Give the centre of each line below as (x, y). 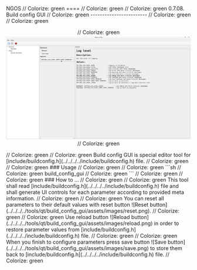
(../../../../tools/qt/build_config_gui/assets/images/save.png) (77, 248)
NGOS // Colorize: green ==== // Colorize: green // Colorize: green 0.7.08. (95, 8)
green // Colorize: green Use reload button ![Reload (68, 217)
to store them (166, 248)
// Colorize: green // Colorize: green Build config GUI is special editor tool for (98, 155)
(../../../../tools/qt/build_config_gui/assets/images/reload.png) (79, 223)
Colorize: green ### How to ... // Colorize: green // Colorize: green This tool (97, 180)
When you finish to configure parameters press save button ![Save (86, 242)
